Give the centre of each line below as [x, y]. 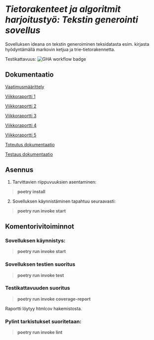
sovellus [23, 30]
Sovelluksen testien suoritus [40, 264]
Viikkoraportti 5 [21, 135]
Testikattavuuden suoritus [38, 288]
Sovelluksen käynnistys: [35, 240]
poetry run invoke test [41, 275]
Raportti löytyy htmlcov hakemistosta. [44, 308]
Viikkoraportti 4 [21, 125]
